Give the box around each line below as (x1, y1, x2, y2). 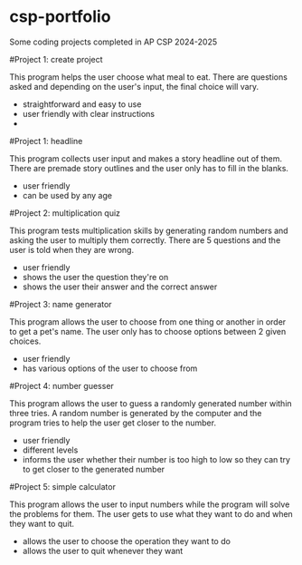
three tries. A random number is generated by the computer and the (9, 407, 262, 418)
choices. (9, 336, 42, 346)
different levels (22, 444, 79, 455)
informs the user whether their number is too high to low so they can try (22, 453, 291, 464)
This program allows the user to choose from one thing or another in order (9, 316, 287, 327)
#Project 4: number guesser (9, 380, 115, 391)
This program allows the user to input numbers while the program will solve (9, 499, 290, 510)
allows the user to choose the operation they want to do (22, 535, 231, 546)
